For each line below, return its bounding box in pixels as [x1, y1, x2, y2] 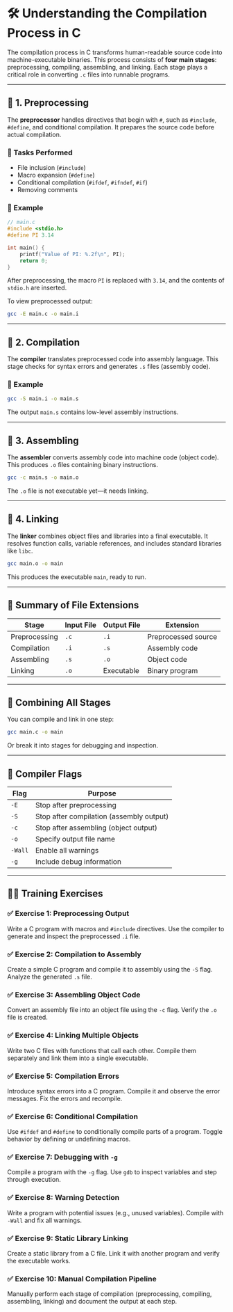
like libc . [7, 546, 33, 555]
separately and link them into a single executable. [7, 1054, 149, 1062]
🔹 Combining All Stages [7, 697, 111, 709]
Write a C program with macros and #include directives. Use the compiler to [7, 924, 225, 933]
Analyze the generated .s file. [7, 972, 92, 981]
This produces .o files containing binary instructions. [7, 461, 158, 469]
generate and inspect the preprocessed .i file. [7, 932, 141, 940]
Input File [64, 620, 97, 630]
